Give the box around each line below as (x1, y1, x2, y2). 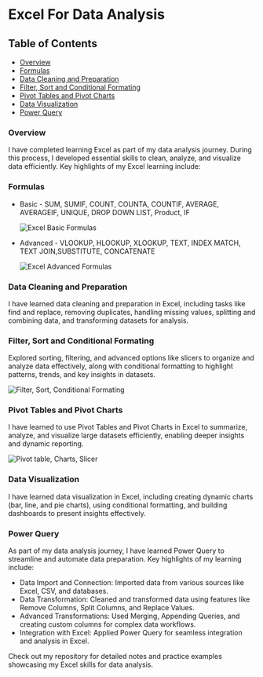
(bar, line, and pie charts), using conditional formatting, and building (8, 500, 228, 510)
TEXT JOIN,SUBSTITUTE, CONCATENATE (19, 246, 155, 256)
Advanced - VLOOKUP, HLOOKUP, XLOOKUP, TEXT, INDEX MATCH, (19, 238, 241, 247)
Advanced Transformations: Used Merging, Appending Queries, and (19, 611, 240, 621)
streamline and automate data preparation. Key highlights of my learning (8, 554, 242, 564)
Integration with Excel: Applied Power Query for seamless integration (19, 628, 243, 638)
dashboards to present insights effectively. (8, 508, 147, 518)
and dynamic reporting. (8, 439, 84, 448)
